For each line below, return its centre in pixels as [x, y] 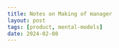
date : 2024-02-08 [33, 34]
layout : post [27, 20]
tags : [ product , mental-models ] [55, 27]
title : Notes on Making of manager [60, 14]
